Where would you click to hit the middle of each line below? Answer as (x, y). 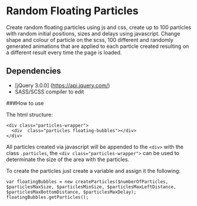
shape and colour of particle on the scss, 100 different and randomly (90, 40)
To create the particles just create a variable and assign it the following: (93, 170)
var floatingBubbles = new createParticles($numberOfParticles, (87, 182)
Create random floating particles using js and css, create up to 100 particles (99, 27)
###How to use (25, 103)
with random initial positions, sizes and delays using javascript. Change (93, 33)
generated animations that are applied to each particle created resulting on (98, 46)
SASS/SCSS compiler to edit (49, 91)
